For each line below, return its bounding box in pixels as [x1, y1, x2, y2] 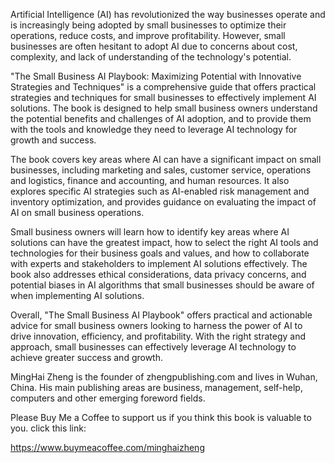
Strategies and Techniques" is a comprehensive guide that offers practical [10, 81, 317, 93]
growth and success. [10, 134, 97, 146]
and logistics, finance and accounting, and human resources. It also [10, 175, 290, 186]
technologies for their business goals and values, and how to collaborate [10, 247, 310, 259]
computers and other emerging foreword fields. [10, 392, 206, 404]
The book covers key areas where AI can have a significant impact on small [10, 154, 322, 165]
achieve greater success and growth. [10, 352, 164, 363]
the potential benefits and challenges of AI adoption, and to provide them [10, 113, 312, 124]
